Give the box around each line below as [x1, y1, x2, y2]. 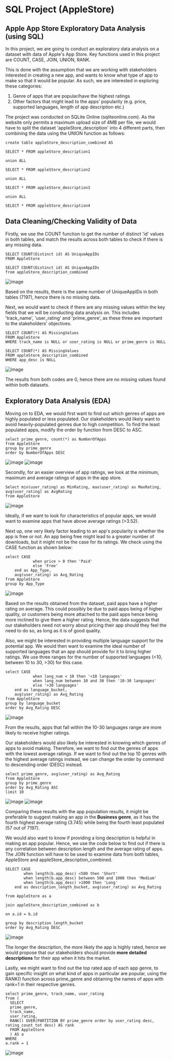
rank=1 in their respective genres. [5, 981, 76, 987]
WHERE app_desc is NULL [5, 357, 56, 362]
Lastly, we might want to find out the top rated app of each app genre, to [5, 965, 159, 971]
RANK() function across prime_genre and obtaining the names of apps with [5, 976, 164, 982]
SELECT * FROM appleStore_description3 [5, 185, 91, 190]
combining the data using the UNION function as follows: [5, 130, 125, 136]
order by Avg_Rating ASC [5, 785, 58, 790]
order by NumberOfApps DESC [5, 450, 66, 455]
